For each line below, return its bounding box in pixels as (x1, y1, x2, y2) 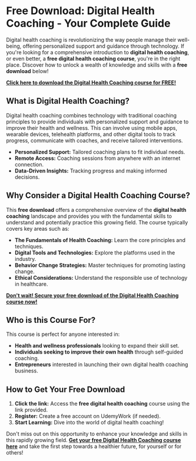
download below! (6, 67, 49, 74)
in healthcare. (14, 280, 48, 287)
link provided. (14, 406, 48, 414)
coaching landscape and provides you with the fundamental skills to (6, 212, 172, 220)
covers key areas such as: (6, 225, 69, 232)
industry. (14, 255, 36, 262)
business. (14, 367, 38, 374)
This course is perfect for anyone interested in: (6, 331, 120, 338)
